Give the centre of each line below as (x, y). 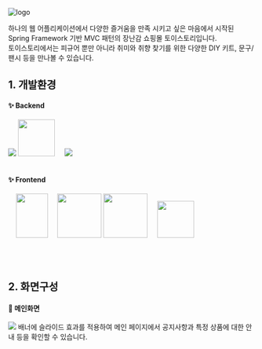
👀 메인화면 (24, 308)
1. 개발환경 (32, 85)
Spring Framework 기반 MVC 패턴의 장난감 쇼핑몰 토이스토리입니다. (113, 38)
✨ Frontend (27, 180)
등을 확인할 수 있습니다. (52, 337)
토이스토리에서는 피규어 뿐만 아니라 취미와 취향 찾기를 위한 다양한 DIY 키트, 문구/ (131, 48)
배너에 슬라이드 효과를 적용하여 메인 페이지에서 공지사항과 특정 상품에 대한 (131, 327)
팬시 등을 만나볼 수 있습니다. (51, 58)
